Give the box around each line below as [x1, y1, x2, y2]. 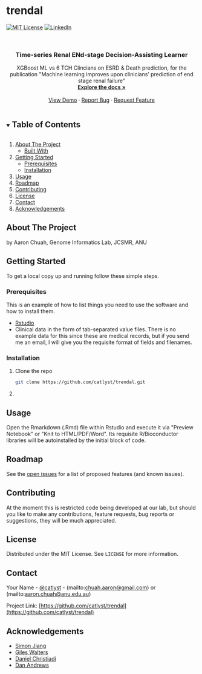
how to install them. [6, 307, 56, 315]
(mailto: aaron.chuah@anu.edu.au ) [6, 590, 91, 598]
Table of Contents [11, 119, 80, 130]
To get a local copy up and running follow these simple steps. [6, 272, 159, 279]
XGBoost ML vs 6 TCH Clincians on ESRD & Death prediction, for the [16, 64, 187, 71]
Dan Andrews [15, 661, 50, 669]
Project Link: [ [6, 602, 41, 609]
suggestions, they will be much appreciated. [6, 517, 117, 524]
